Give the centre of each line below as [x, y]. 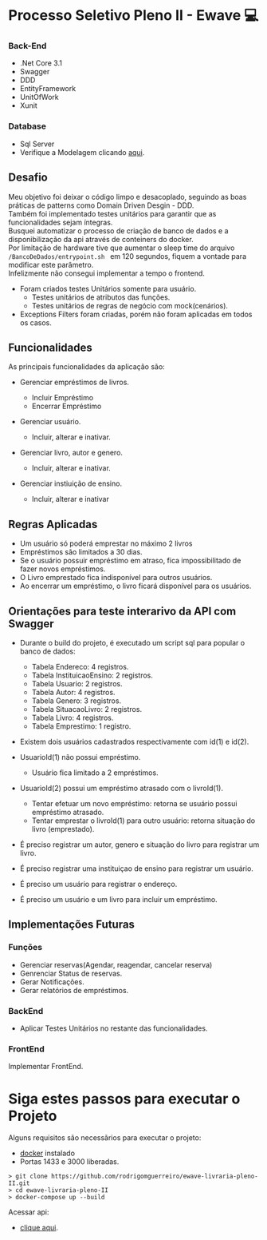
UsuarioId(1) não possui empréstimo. [80, 757]
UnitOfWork [39, 97]
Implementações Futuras [72, 925]
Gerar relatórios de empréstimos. [74, 990]
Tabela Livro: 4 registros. [73, 718]
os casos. [35, 322]
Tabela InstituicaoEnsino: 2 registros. [92, 675]
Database [27, 126]
